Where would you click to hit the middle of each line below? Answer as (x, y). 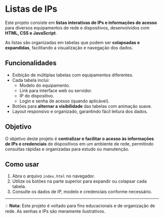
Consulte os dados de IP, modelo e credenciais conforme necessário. (82, 192)
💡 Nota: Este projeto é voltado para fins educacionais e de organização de (80, 206)
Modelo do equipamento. (45, 85)
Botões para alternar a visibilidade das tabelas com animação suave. (82, 106)
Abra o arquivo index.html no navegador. (53, 176)
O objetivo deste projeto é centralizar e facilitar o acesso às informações (80, 139)
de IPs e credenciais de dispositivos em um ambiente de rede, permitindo (79, 144)
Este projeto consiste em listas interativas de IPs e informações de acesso (81, 23)
